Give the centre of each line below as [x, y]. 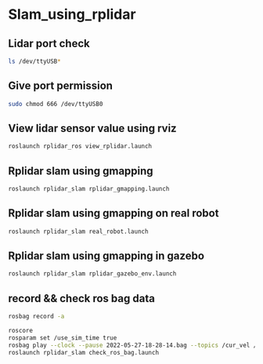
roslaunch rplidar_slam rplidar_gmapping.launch [89, 189]
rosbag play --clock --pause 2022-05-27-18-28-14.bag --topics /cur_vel [129, 345]
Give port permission [61, 86]
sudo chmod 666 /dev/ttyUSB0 [56, 104]
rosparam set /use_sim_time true [63, 338]
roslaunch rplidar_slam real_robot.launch [78, 231]
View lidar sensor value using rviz [93, 128]
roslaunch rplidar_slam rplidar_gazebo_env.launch [92, 274]
